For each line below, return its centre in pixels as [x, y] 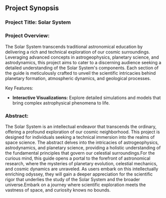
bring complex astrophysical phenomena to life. [61, 103]
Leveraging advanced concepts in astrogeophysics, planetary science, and [82, 57]
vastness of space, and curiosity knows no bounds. [58, 190]
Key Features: [19, 88]
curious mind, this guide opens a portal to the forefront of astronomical [78, 158]
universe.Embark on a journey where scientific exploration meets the [76, 185]
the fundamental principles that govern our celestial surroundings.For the [80, 153]
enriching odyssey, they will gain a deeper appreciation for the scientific [79, 174]
